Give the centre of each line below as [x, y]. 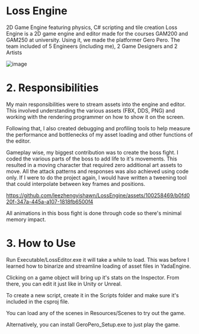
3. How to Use [41, 243]
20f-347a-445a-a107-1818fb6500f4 [50, 201]
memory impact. [26, 219]
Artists [14, 52]
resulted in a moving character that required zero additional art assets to [94, 165]
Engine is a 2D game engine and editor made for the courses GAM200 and [97, 33]
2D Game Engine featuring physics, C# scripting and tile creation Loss [92, 27]
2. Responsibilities [52, 88]
